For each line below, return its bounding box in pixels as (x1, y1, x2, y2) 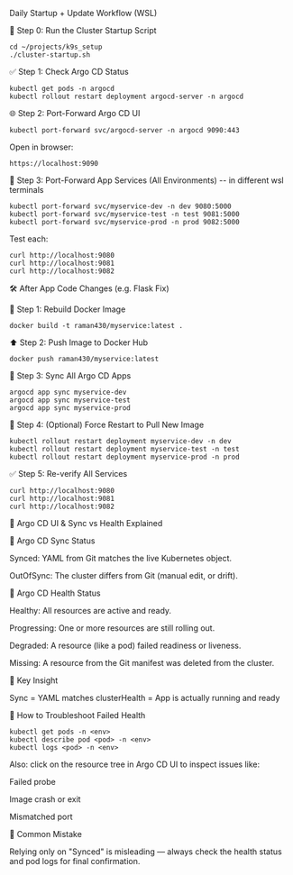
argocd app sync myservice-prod (9, 404, 131, 413)
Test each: (9, 233, 49, 244)
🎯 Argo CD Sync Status (9, 535, 96, 546)
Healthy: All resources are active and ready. (9, 606, 172, 615)
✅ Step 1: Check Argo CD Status (9, 67, 129, 77)
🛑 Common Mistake (9, 829, 83, 839)
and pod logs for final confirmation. (9, 856, 141, 866)
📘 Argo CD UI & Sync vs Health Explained (9, 518, 163, 528)
